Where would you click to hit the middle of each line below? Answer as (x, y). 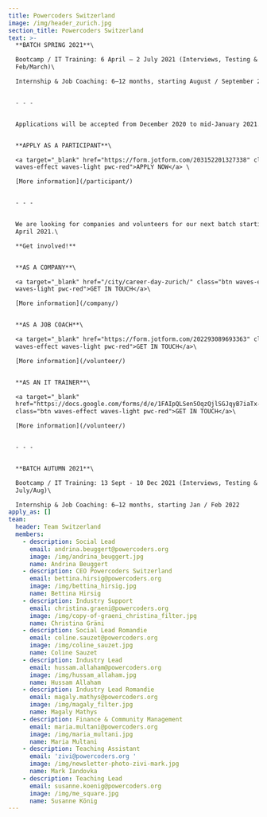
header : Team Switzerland (58, 527)
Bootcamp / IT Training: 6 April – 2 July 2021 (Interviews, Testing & (137, 60)
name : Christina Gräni (67, 623)
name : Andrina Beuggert (69, 564)
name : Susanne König (63, 801)
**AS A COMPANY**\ (46, 268)
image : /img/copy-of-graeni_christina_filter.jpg (113, 616)
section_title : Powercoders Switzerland (76, 30)
